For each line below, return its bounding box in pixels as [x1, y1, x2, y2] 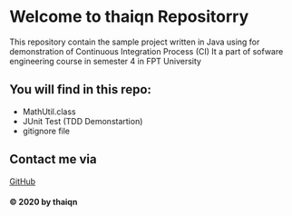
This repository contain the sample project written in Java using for [9, 36, 260, 47]
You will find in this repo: [9, 82, 152, 97]
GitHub [9, 175, 36, 187]
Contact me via [9, 152, 97, 167]
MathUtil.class [22, 106, 77, 117]
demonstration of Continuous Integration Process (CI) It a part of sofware [9, 45, 284, 56]
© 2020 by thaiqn [9, 197, 78, 208]
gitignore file [22, 125, 71, 136]
